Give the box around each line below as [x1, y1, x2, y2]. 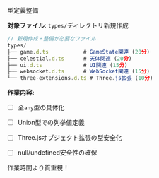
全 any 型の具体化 [17, 103, 65, 112]
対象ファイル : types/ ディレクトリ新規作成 [7, 21, 129, 30]
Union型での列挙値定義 [17, 119, 85, 127]
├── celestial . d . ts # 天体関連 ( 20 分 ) [7, 55, 132, 62]
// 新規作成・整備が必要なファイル [7, 35, 96, 42]
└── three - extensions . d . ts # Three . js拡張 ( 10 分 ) [7, 75, 153, 82]
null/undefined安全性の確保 [17, 148, 98, 157]
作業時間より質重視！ [7, 163, 69, 172]
